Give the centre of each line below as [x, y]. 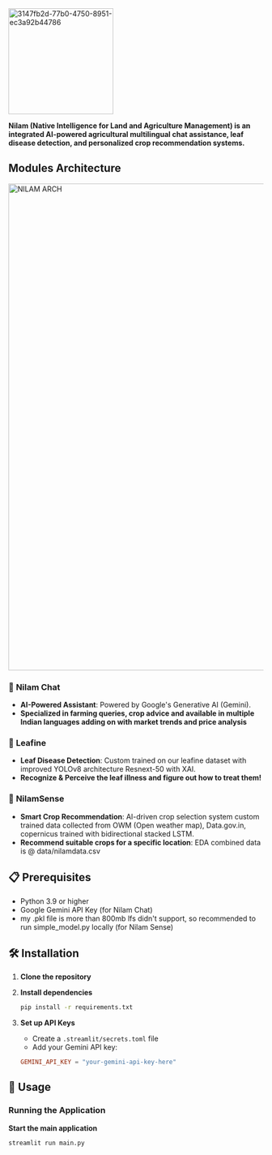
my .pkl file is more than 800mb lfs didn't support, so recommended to [138, 918]
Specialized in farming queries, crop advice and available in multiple [137, 713]
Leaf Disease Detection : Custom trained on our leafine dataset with [133, 760]
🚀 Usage [30, 1087]
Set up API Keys [47, 1023]
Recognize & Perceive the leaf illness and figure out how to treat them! [140, 778]
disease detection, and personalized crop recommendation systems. [127, 143]
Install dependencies [56, 993]
